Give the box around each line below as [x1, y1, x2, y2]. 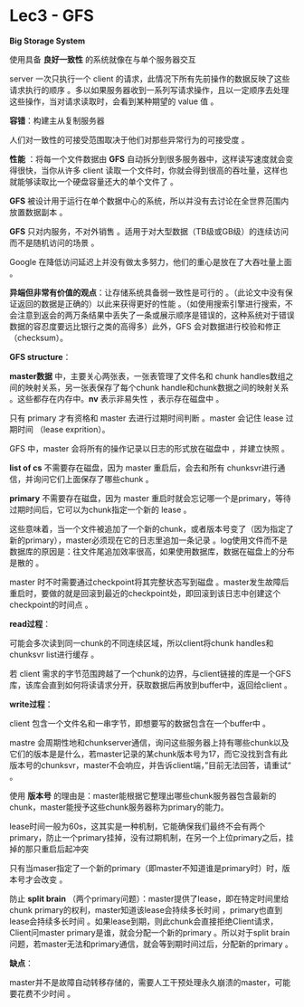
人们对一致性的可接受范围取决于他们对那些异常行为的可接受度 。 [9, 134, 250, 145]
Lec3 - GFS [9, 5, 95, 26]
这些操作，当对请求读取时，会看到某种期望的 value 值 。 [9, 96, 219, 107]
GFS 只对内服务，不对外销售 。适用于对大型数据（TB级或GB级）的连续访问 [9, 225, 290, 236]
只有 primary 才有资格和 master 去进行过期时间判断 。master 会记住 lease [9, 413, 284, 423]
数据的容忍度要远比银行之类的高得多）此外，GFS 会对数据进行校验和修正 [9, 320, 281, 331]
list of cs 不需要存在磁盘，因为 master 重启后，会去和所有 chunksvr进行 [9, 462, 278, 473]
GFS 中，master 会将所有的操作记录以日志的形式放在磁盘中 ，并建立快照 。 [9, 442, 290, 453]
